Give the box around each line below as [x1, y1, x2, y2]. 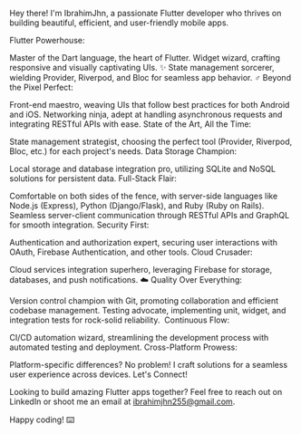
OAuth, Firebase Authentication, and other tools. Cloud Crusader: [9, 246, 253, 257]
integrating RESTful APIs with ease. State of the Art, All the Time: [9, 119, 252, 130]
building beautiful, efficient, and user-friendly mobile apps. [9, 17, 229, 28]
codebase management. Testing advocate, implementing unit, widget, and [9, 305, 286, 315]
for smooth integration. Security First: [9, 219, 150, 230]
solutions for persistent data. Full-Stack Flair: [9, 173, 177, 184]
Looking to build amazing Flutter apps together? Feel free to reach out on [9, 387, 283, 397]
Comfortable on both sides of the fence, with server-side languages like [9, 190, 278, 201]
